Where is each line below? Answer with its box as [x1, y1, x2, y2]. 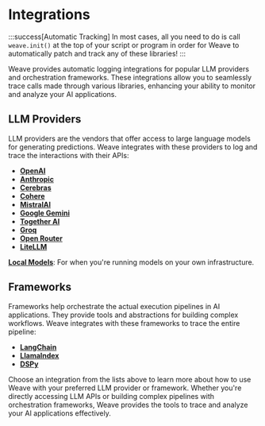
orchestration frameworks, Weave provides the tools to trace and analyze [8, 400, 248, 409]
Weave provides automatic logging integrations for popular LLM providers [8, 64, 250, 73]
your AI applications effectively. [8, 408, 111, 418]
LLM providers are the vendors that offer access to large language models [8, 134, 252, 143]
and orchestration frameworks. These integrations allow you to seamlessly [8, 72, 252, 82]
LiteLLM [19, 242, 48, 251]
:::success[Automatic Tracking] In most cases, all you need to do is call [8, 32, 240, 41]
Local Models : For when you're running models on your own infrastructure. [8, 257, 255, 267]
